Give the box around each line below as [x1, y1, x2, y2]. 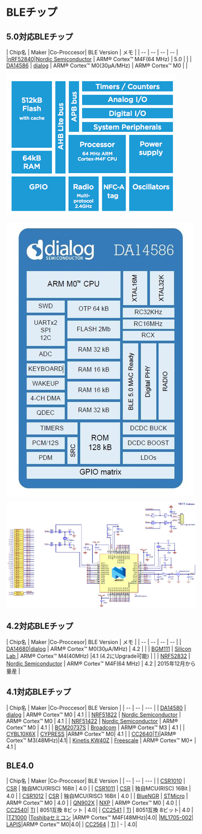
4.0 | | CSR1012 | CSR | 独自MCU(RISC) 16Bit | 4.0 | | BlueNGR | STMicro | [6, 792, 188, 800]
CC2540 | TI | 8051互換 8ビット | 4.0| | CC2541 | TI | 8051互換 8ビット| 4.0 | [6, 806, 194, 814]
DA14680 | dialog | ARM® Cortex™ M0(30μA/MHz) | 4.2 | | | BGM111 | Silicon [6, 645, 192, 652]
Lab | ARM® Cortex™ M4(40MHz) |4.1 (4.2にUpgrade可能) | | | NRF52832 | [6, 652, 191, 660]
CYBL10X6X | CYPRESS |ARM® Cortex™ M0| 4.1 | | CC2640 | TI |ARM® [6, 730, 177, 737]
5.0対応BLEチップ [6, 31, 74, 42]
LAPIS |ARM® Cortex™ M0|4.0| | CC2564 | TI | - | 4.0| [6, 821, 137, 828]
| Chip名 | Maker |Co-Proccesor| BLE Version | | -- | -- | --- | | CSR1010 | [6, 777, 186, 784]
